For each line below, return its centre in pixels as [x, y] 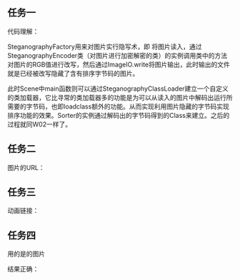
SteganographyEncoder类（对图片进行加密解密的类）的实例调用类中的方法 [117, 55]
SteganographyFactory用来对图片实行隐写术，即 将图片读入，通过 [105, 46]
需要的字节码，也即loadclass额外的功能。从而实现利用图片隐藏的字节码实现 [119, 106]
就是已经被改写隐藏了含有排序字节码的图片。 [73, 73]
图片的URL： [26, 167]
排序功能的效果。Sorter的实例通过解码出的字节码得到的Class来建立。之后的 [119, 115]
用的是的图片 [26, 254]
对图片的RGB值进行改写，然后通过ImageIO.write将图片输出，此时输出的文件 [119, 64]
